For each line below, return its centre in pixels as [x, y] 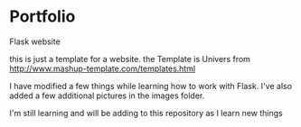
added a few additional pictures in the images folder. [107, 95]
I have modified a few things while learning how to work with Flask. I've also [150, 86]
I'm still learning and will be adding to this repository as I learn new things [146, 113]
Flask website [35, 41]
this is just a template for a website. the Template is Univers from [130, 59]
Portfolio [42, 17]
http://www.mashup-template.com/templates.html [103, 68]
